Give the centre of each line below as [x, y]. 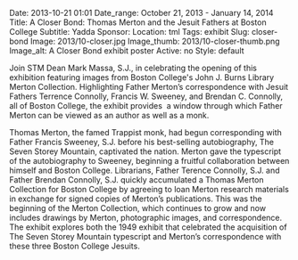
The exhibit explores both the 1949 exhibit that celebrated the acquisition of [148, 227]
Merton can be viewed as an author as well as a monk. [109, 115]
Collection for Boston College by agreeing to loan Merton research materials [149, 189]
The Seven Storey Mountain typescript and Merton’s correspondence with [145, 236]
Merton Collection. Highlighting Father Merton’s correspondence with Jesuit [149, 87]
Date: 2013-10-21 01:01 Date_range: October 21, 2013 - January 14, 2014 [141, 13]
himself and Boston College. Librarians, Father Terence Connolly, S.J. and [145, 170]
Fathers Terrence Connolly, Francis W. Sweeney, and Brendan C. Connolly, [146, 96]
